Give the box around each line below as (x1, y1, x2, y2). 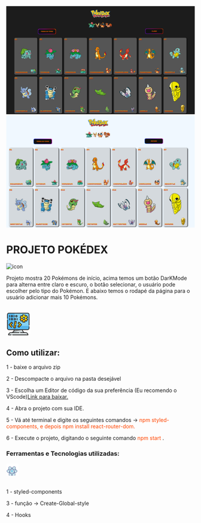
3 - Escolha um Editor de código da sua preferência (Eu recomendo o (6, 387, 178, 394)
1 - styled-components (6, 488, 62, 495)
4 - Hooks (6, 511, 31, 518)
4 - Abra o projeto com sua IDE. (6, 405, 84, 412)
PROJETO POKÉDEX (6, 243, 109, 256)
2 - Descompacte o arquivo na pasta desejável (6, 375, 121, 382)
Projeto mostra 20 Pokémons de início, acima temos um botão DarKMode (6, 274, 187, 282)
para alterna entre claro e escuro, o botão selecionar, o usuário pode (6, 280, 175, 288)
